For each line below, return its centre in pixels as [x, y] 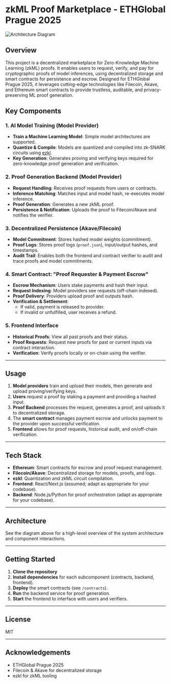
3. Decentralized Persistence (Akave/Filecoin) [63, 228]
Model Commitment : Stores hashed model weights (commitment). [82, 239]
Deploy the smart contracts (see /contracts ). [60, 588]
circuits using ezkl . [32, 153]
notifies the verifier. [33, 215]
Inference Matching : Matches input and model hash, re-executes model [88, 193]
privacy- [153, 90]
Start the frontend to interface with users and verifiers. [70, 598]
